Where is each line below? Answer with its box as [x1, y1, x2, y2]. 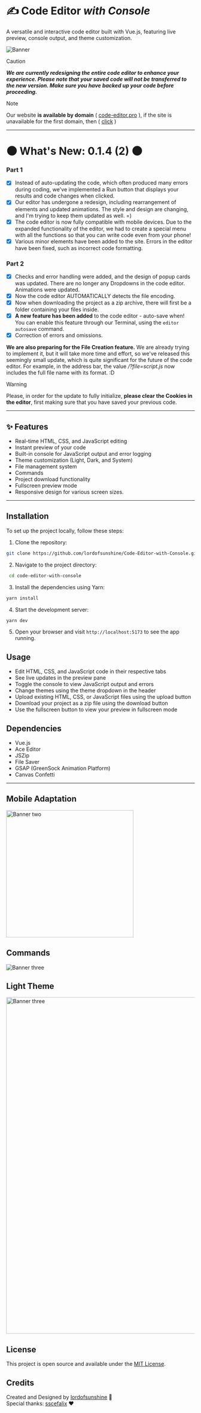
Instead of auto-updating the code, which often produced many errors [14, 179, 188, 187]
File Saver [14, 759, 40, 766]
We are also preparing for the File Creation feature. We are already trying [6, 344, 190, 351]
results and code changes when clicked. [14, 192, 115, 200]
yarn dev [6, 617, 28, 623]
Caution [6, 57, 26, 65]
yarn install [6, 595, 39, 601]
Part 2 [6, 259, 25, 267]
